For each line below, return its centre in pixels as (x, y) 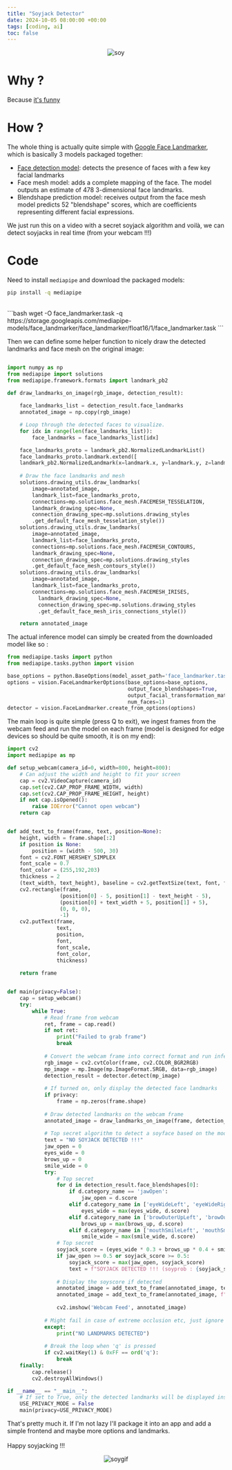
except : (55, 1327)
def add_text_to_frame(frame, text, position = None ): (85, 832)
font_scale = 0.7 (45, 864)
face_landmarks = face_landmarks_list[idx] (95, 437)
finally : (32, 1365)
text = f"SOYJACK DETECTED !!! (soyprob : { (134, 1269)
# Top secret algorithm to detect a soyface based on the (129, 1134)
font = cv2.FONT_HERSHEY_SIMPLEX (68, 857)
